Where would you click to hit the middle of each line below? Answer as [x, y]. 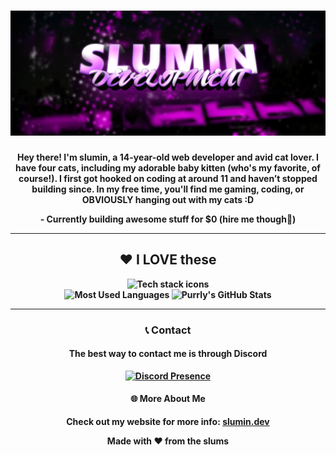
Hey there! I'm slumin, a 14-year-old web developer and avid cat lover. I [168, 157]
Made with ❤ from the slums [168, 441]
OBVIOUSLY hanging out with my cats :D [168, 199]
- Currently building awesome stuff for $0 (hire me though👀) [168, 219]
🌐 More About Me [168, 399]
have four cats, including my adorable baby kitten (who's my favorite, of [168, 167]
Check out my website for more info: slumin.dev [168, 422]
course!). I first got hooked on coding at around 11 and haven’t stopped [168, 178]
